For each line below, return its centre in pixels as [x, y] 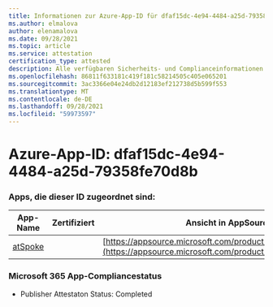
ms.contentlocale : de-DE [50, 99]
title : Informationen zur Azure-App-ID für [83, 16]
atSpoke [28, 247]
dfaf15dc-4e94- [169, 154]
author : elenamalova [43, 31]
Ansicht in [206, 223]
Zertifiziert [73, 223]
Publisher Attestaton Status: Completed [86, 294]
